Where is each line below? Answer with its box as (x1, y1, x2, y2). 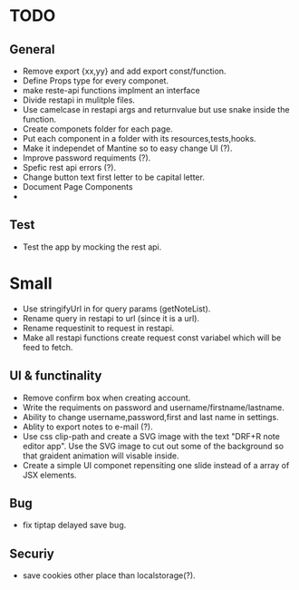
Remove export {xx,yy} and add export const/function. (22, 65, 227, 76)
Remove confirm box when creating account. (22, 392, 191, 403)
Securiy (9, 546, 54, 561)
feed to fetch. (22, 341, 73, 352)
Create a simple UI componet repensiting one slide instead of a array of (22, 459, 290, 470)
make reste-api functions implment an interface (22, 85, 201, 95)
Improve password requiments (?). (22, 152, 151, 163)
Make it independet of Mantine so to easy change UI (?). (22, 143, 233, 153)
